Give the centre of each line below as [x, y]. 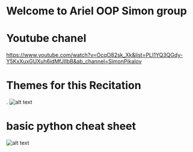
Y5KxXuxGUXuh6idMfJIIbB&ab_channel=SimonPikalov [74, 62]
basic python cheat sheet [71, 126]
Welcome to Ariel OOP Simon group [97, 11]
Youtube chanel [46, 39]
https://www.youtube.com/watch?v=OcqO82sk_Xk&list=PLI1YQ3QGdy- [95, 55]
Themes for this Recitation [74, 86]
